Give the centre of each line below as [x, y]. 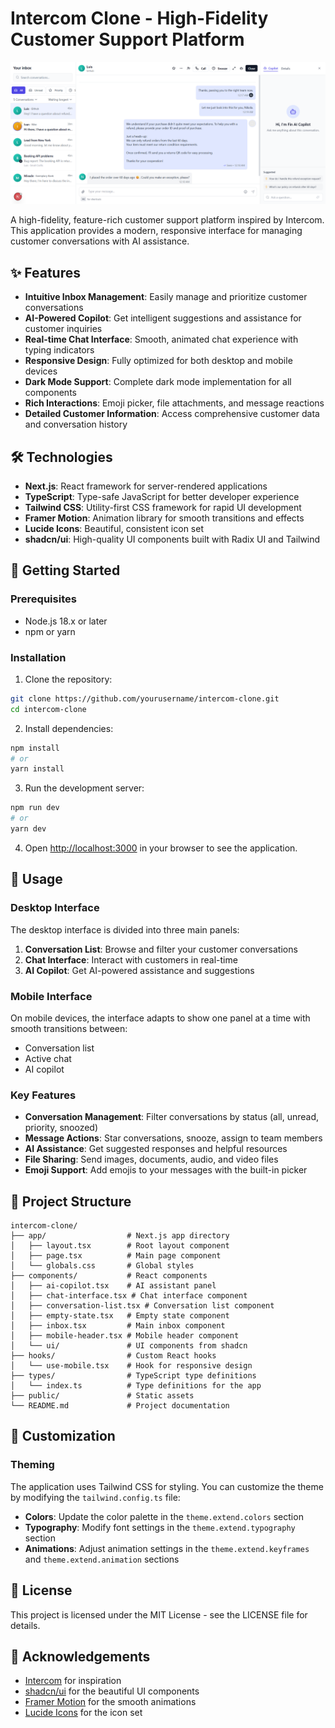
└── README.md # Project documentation [120, 1406]
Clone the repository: [68, 679]
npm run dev [35, 808]
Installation [38, 657]
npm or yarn [50, 631]
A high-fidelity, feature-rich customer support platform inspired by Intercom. [167, 220]
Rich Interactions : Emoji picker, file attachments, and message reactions [174, 403]
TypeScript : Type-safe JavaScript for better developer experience [162, 496]
